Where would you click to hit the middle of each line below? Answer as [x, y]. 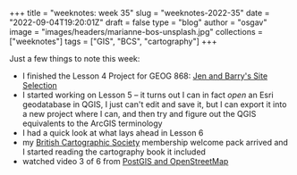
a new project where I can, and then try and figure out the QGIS [139, 114]
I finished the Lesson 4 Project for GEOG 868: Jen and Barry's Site [145, 76]
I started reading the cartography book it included [114, 152]
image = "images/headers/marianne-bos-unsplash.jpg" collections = [136, 32]
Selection [40, 85]
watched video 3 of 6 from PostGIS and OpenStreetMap [125, 161]
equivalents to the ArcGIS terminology [92, 123]
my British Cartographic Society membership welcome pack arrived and [155, 142]
